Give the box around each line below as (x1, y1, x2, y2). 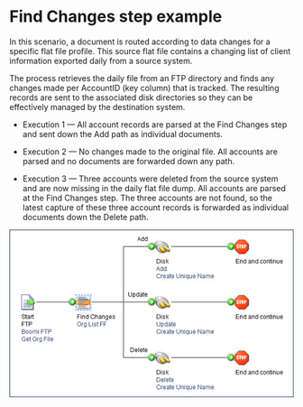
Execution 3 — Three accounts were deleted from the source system (22, 173, 279, 184)
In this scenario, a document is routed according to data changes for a (9, 36, 271, 47)
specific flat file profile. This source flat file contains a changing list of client (9, 45, 291, 56)
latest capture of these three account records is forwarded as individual (22, 201, 289, 213)
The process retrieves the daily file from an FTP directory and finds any (9, 72, 275, 83)
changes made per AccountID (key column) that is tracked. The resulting (9, 82, 280, 93)
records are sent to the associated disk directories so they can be (9, 92, 253, 103)
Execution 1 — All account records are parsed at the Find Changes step (22, 119, 288, 130)
